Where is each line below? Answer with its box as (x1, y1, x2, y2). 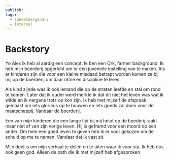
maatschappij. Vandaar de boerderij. (5, 108, 81, 114)
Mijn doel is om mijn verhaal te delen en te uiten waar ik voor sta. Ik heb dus (5, 144, 164, 150)
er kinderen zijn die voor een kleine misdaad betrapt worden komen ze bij (5, 71, 159, 77)
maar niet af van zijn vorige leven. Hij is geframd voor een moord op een (5, 123, 156, 130)
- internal (10, 21, 33, 27)
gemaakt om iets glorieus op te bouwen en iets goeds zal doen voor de (5, 103, 154, 109)
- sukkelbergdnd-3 (10, 17, 49, 22)
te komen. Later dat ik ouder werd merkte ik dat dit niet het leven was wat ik (5, 92, 164, 98)
